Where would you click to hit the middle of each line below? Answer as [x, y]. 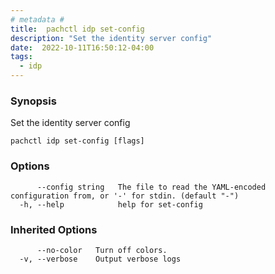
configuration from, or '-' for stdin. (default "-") [125, 196]
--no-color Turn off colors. [102, 250]
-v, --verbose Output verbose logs [100, 259]
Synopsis [33, 101]
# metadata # [37, 19]
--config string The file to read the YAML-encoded [151, 187]
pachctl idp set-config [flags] [77, 141]
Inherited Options [54, 229]
